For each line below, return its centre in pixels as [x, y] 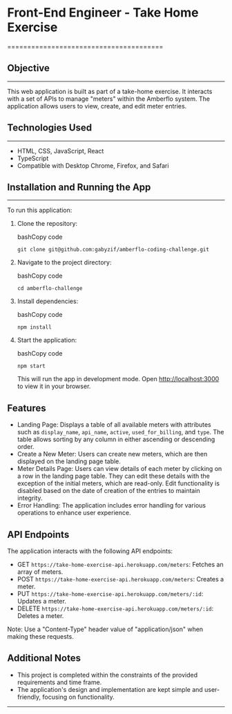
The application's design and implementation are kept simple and [110, 689]
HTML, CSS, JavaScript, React [60, 151]
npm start [31, 366]
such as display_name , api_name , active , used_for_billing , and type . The [120, 432]
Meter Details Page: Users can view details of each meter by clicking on [119, 469]
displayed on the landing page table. [69, 461]
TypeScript [33, 158]
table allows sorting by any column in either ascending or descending [116, 439]
